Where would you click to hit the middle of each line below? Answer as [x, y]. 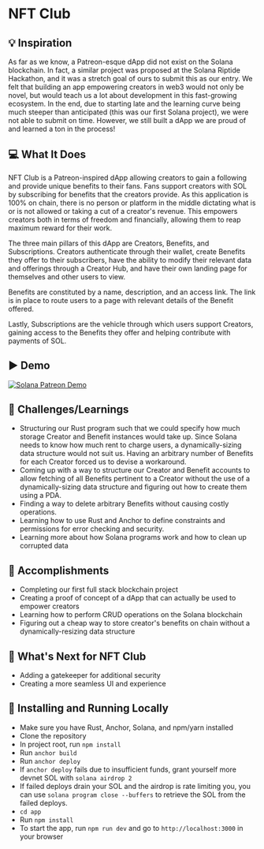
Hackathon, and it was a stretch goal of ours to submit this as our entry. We [131, 79]
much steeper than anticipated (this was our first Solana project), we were [128, 112]
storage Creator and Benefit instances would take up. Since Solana [128, 437]
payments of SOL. [37, 341]
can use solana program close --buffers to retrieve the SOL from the [132, 795]
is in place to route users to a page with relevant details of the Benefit [121, 300]
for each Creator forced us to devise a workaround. [103, 462]
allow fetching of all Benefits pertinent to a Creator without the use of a [135, 479]
